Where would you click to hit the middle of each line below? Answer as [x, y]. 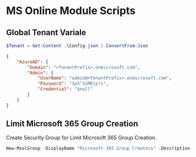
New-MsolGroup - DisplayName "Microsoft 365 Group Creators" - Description [98, 149]
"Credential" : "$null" [65, 89]
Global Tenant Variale [46, 33]
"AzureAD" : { [33, 62]
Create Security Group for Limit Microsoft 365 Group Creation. [82, 138]
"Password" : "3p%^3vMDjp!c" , [73, 84]
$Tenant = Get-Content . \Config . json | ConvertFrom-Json [77, 46]
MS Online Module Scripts [71, 11]
